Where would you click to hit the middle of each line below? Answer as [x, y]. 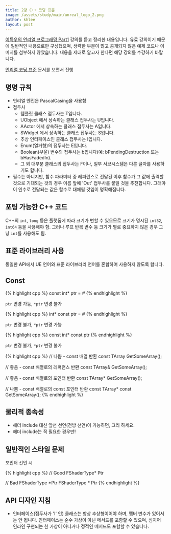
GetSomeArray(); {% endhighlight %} [44, 395]
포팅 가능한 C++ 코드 [36, 207]
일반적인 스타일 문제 [35, 449]
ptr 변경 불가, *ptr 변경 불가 [34, 345]
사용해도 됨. [34, 233]
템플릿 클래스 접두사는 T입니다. [51, 114]
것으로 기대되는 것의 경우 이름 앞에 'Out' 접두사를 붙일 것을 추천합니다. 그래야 [89, 183]
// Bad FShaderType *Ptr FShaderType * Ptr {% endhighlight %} [72, 483]
